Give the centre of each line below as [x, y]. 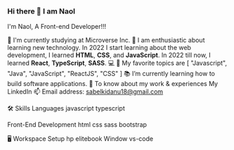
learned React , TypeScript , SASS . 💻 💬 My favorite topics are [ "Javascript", [117, 63]
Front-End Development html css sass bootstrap [77, 125]
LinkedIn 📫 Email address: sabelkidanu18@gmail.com [85, 92]
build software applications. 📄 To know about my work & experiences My [113, 84]
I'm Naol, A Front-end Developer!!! [57, 27]
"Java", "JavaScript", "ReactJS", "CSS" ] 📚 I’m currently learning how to [111, 74]
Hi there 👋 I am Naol [41, 11]
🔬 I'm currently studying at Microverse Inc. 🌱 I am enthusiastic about [106, 40]
